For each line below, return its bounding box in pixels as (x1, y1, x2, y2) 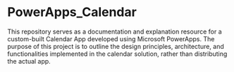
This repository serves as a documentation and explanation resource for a (7, 27, 222, 36)
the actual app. (7, 57, 51, 65)
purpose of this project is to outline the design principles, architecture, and (7, 42, 224, 50)
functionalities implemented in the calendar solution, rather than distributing (7, 50, 228, 58)
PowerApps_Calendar (7, 4, 137, 20)
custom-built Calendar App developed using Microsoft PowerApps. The (7, 34, 215, 43)
